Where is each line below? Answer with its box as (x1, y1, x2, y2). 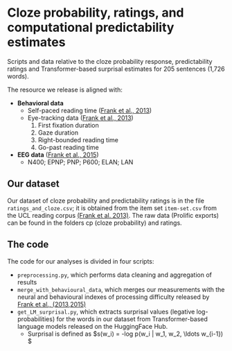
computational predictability (7, 19, 175, 35)
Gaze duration (37, 128, 78, 137)
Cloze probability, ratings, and (7, 5, 184, 21)
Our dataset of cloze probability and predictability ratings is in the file (7, 196, 204, 205)
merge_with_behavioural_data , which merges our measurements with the (17, 285, 225, 293)
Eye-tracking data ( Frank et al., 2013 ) (27, 113, 134, 122)
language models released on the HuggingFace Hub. (17, 322, 168, 330)
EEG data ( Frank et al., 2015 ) (17, 151, 99, 159)
